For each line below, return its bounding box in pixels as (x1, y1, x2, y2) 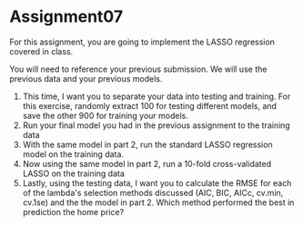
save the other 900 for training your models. (22, 110, 189, 121)
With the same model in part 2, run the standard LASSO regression (22, 139, 273, 150)
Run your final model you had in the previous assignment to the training (22, 120, 291, 131)
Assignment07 (9, 6, 124, 27)
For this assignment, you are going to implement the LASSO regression (9, 36, 276, 47)
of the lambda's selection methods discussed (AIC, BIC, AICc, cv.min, (22, 187, 284, 198)
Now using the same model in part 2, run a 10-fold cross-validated (22, 158, 272, 169)
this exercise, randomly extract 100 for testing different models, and (22, 100, 278, 111)
